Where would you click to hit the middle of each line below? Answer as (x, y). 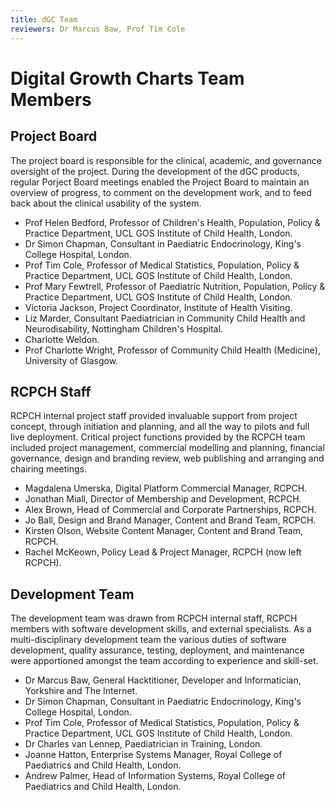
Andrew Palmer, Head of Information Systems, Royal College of (155, 776)
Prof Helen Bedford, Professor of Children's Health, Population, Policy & (172, 222)
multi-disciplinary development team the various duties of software (148, 640)
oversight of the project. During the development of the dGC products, (155, 171)
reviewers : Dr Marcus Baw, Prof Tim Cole (98, 29)
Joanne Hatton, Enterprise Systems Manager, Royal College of (153, 755)
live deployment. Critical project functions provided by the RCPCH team (158, 437)
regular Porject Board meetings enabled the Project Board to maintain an (160, 182)
